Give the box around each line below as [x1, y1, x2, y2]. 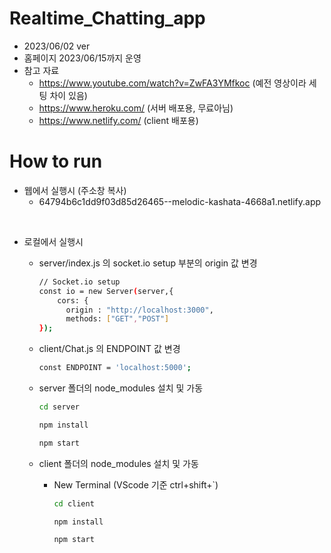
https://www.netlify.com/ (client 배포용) [38, 114, 199, 126]
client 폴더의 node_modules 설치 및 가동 [38, 457, 199, 469]
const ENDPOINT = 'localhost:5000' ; [38, 363, 192, 373]
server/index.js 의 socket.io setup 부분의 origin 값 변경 [38, 257, 258, 269]
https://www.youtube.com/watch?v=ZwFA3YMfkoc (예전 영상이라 [38, 77, 307, 89]
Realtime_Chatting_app [9, 7, 206, 30]
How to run [9, 150, 103, 173]
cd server [38, 402, 81, 412]
